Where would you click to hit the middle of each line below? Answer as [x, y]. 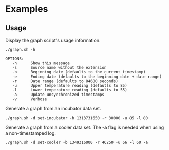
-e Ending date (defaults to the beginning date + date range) [87, 77]
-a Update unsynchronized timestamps [58, 95]
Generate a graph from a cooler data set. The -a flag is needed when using [85, 127]
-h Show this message [41, 63]
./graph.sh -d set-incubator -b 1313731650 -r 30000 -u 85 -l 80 [77, 118]
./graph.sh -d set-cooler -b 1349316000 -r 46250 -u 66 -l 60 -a [77, 142]
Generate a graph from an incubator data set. [53, 109]
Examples [27, 9]
